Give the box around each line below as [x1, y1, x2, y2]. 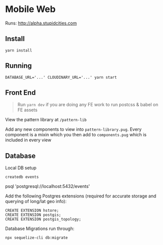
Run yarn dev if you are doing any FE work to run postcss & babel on [17, 102, 159, 108]
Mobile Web [5, 4, 56, 15]
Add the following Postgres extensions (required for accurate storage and [5, 193, 157, 199]
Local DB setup [5, 165, 36, 171]
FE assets [17, 107, 38, 113]
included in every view [5, 137, 51, 143]
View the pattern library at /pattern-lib [5, 117, 87, 123]
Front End [5, 88, 36, 97]
